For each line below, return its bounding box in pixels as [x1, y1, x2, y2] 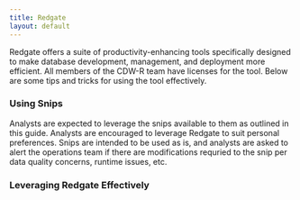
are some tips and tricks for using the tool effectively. [9, 75, 207, 86]
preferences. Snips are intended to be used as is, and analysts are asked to [9, 137, 289, 148]
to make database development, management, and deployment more [9, 56, 266, 67]
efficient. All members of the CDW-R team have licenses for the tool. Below [9, 65, 288, 77]
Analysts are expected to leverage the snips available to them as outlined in [9, 118, 290, 129]
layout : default [9, 22, 70, 31]
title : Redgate [9, 13, 67, 23]
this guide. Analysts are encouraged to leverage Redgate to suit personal [9, 127, 280, 138]
